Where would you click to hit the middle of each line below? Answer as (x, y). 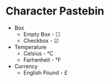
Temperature (30, 47)
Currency (26, 66)
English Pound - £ (45, 72)
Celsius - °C (38, 53)
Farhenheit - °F (42, 60)
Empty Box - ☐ (42, 34)
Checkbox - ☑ (41, 40)
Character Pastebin (55, 11)
